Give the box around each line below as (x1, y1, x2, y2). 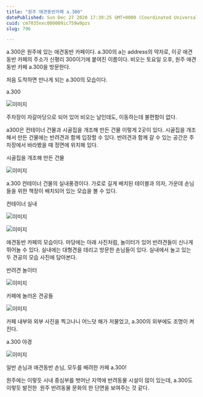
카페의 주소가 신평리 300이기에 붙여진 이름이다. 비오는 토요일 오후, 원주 (17, 56, 185, 63)
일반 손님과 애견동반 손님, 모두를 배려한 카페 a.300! (6, 364, 127, 371)
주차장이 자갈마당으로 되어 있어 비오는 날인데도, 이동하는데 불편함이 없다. (6, 113, 177, 121)
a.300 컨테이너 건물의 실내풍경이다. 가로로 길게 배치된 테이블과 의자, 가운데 (6, 180, 183, 187)
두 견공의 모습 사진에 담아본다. (6, 254, 77, 261)
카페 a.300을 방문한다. (17, 63, 71, 71)
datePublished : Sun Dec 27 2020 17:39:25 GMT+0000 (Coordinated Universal (6, 14, 199, 21)
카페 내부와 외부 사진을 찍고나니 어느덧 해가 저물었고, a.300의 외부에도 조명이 (6, 318, 188, 325)
